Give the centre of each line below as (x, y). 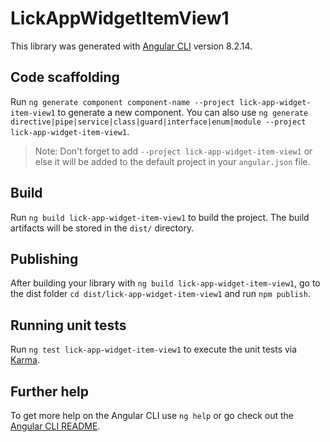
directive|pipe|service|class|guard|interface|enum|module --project (158, 122)
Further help (50, 391)
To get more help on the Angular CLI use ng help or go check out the (152, 415)
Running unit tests (68, 325)
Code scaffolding (65, 77)
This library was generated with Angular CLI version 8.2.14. (131, 46)
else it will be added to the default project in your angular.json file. (172, 161)
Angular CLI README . (55, 426)
